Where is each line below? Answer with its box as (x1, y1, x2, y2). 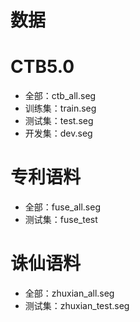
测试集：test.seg (24, 115, 94, 127)
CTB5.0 (10, 56, 75, 78)
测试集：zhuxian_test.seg (24, 300, 130, 311)
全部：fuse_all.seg (24, 201, 102, 213)
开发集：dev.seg (24, 127, 93, 140)
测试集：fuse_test (24, 214, 98, 226)
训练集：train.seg (24, 102, 97, 115)
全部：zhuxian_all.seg (24, 287, 115, 299)
